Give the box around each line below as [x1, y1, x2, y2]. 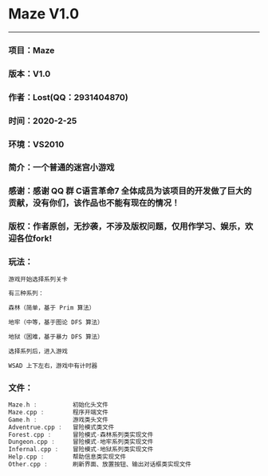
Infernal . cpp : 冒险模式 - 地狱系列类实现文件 [8, 446, 154, 454]
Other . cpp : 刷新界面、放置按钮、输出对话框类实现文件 [8, 461, 191, 469]
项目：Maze [8, 45, 55, 56]
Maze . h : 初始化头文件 [8, 401, 109, 409]
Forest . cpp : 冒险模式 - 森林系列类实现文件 [8, 430, 154, 438]
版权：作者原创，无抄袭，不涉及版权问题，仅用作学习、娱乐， [8, 221, 246, 232]
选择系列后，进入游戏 [8, 347, 68, 355]
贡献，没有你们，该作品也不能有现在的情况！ [8, 198, 180, 209]
